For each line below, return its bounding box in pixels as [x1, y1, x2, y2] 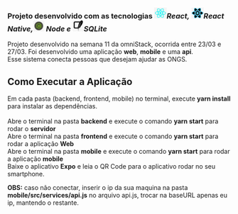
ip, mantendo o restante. [7, 198, 80, 207]
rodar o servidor [7, 125, 56, 133]
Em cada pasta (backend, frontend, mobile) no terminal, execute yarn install [7, 94, 231, 103]
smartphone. [7, 170, 45, 179]
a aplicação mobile [7, 154, 64, 163]
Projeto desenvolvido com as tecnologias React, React [7, 11, 225, 21]
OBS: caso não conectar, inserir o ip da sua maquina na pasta [7, 184, 188, 192]
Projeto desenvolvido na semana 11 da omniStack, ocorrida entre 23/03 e [7, 40, 222, 49]
